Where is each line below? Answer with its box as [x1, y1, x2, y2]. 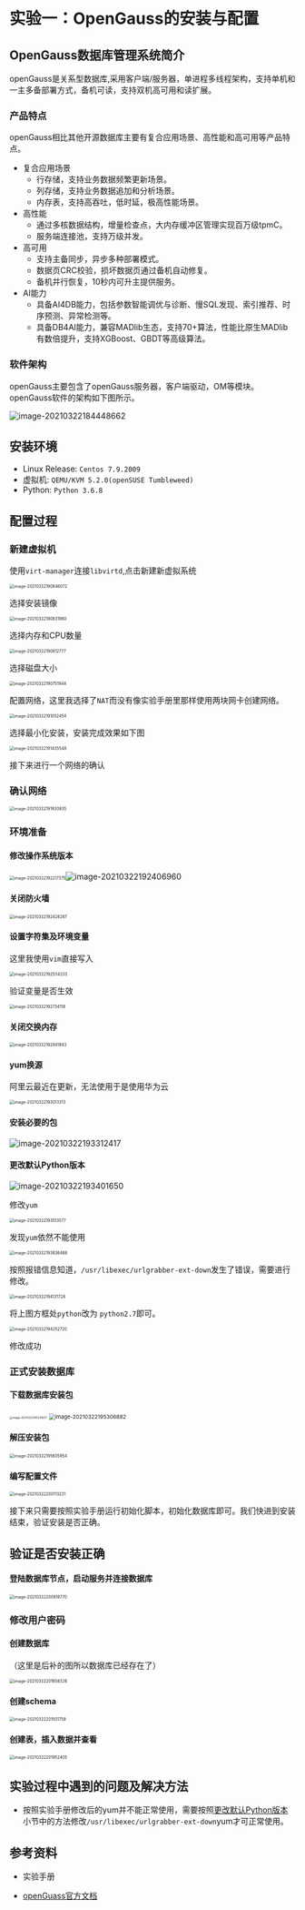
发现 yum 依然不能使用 [9, 1231, 86, 1242]
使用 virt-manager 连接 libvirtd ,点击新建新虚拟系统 [9, 565, 197, 576]
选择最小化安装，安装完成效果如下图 [9, 727, 145, 738]
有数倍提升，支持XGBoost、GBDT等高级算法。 [35, 333, 211, 344]
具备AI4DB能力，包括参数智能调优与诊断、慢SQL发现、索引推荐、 [35, 299, 283, 310]
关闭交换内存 [9, 1021, 57, 1032]
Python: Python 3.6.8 [22, 484, 103, 496]
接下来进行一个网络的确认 [9, 760, 105, 771]
